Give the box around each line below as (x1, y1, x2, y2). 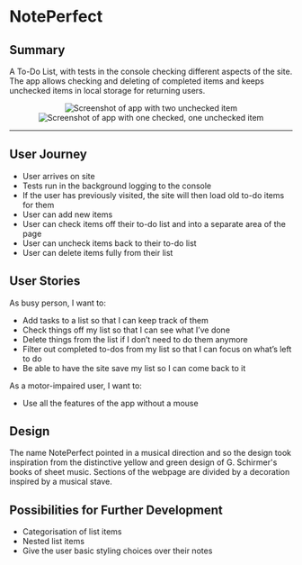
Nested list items (22, 536, 85, 547)
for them (22, 199, 55, 210)
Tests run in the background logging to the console (22, 180, 212, 191)
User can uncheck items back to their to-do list (22, 237, 197, 249)
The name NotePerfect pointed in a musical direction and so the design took (9, 448, 292, 459)
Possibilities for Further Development (9, 502, 223, 517)
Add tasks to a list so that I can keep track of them (22, 314, 209, 325)
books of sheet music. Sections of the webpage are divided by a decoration (9, 467, 290, 478)
